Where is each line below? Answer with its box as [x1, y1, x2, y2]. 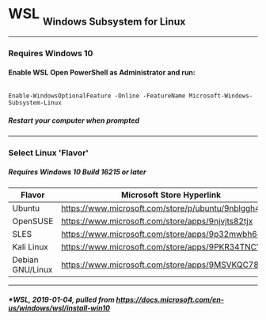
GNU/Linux [12, 265, 53, 276]
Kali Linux [12, 242, 49, 253]
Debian [12, 254, 39, 265]
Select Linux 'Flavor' [8, 147, 89, 158]
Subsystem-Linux [8, 99, 62, 107]
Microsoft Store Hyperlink [121, 189, 222, 200]
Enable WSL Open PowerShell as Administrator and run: [8, 67, 196, 77]
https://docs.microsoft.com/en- [116, 295, 224, 304]
